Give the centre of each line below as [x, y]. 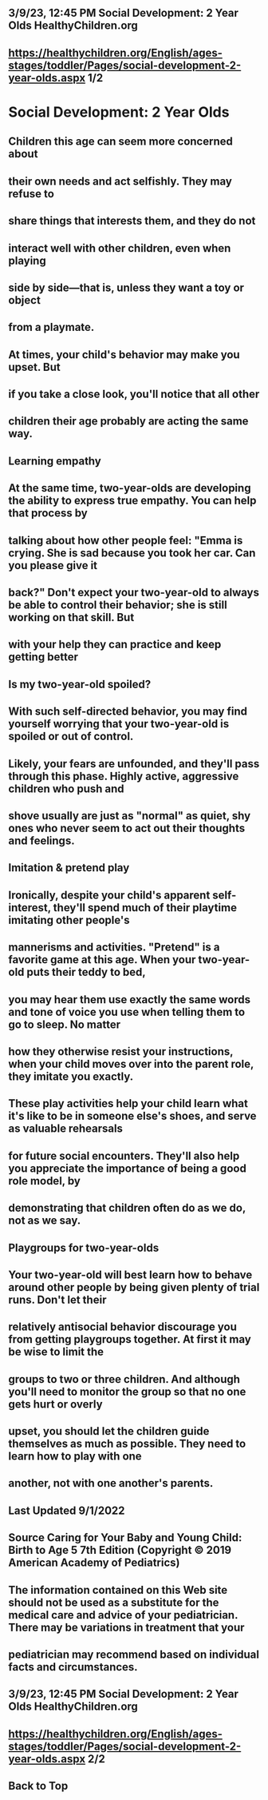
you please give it [53, 565]
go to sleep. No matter [65, 1024]
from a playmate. [51, 327]
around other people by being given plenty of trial [134, 1287]
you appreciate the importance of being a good [128, 1168]
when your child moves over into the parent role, [131, 1063]
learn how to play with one [75, 1457]
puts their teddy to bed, [86, 972]
